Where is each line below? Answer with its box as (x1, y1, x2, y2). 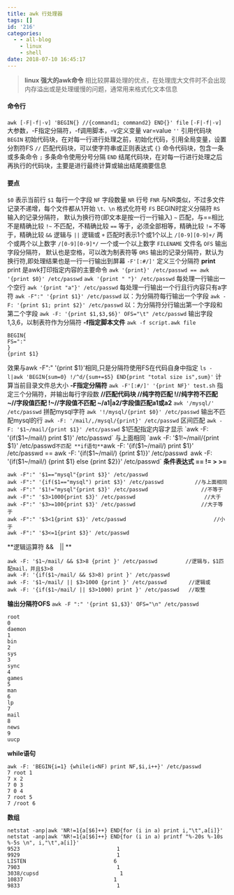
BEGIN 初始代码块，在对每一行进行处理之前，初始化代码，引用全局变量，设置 (7, 134, 227, 144)
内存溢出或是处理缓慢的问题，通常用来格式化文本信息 (24, 85, 178, 93)
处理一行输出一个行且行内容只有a (125, 283, 221, 291)
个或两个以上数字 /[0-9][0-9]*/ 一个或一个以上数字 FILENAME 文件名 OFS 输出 (7, 240, 228, 248)
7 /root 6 (7, 800, 36, 807)
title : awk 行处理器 (7, 10, 63, 18)
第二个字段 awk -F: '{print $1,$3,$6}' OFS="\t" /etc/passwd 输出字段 (7, 310, 213, 318)
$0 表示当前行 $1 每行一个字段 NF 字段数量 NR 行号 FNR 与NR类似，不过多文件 (7, 195, 225, 204)
